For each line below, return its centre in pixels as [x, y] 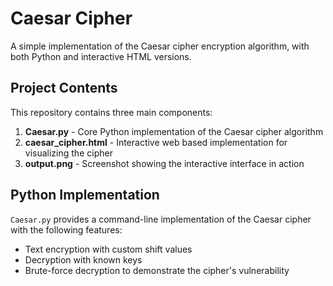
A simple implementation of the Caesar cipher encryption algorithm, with [160, 46]
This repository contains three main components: [111, 112]
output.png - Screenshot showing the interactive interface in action [164, 163]
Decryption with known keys [83, 259]
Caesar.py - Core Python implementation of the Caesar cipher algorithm [174, 131]
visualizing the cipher [68, 153]
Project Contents [64, 88]
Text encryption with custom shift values [108, 249]
